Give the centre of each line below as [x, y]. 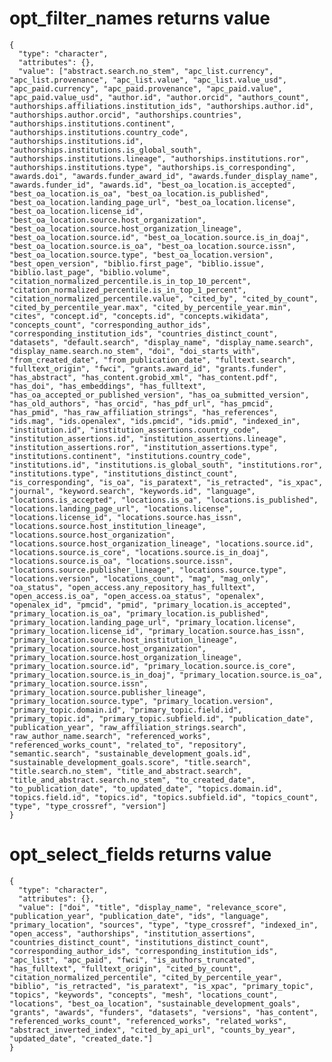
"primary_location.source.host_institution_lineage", [124, 640]
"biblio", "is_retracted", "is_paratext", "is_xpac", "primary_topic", [161, 986]
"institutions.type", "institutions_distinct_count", [124, 473]
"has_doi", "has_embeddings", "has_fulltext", [108, 386]
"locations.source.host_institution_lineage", [108, 526]
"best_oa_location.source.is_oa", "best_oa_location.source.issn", [153, 246]
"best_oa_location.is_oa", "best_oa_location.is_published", [139, 193]
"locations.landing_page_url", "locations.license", [121, 508]
